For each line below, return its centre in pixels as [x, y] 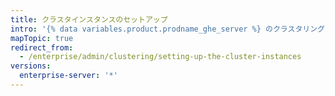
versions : [31, 66]
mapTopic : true [42, 38]
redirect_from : [42, 47]
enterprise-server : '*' [68, 76]
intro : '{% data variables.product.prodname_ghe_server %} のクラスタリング [167, 29]
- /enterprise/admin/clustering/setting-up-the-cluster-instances [160, 57]
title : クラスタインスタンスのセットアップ [89, 19]
